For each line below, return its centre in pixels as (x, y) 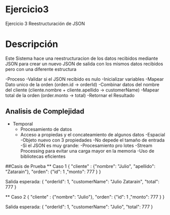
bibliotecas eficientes (43, 156)
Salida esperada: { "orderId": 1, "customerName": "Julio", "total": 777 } (79, 207)
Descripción (32, 44)
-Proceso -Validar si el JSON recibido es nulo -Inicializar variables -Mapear (84, 79)
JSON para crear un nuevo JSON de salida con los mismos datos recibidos (84, 64)
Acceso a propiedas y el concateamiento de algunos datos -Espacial (93, 134)
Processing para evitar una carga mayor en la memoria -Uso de (87, 151)
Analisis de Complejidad (45, 112)
